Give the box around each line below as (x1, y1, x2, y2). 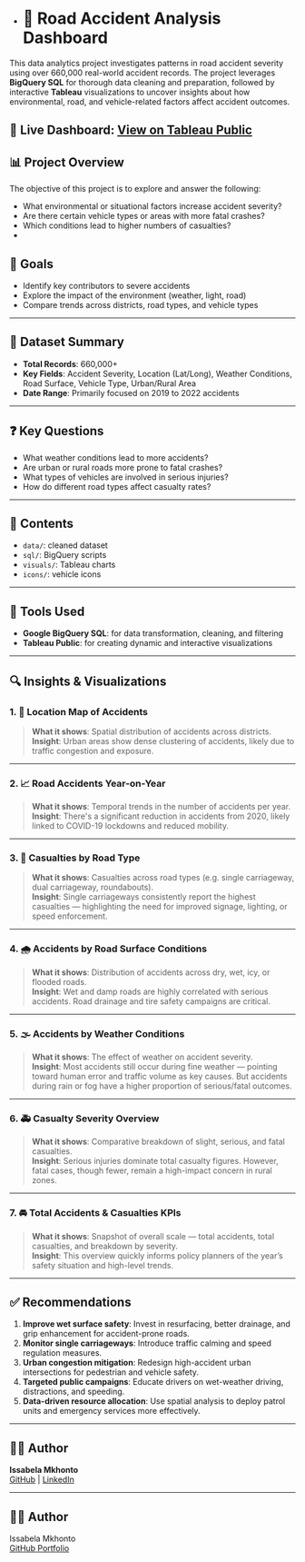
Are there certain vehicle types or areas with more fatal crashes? (22, 211, 265, 222)
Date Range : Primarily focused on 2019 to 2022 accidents (22, 387, 240, 398)
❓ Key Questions (9, 423, 104, 439)
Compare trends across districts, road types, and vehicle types (22, 299, 259, 310)
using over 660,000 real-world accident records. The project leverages (9, 67, 276, 78)
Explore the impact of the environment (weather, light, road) (22, 290, 247, 301)
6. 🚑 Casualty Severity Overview (9, 1112, 160, 1125)
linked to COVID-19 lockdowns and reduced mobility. (31, 821, 230, 831)
